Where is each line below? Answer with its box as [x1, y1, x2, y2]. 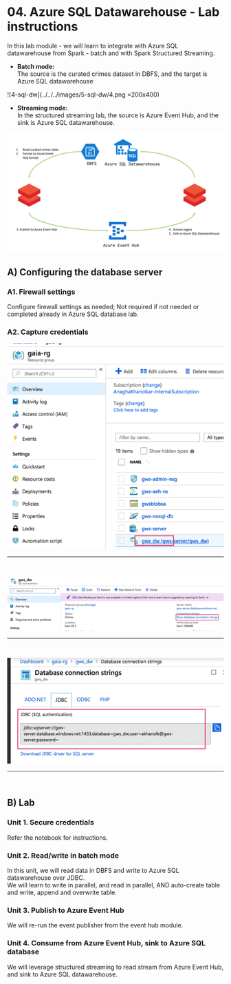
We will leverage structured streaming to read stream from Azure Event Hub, [7, 963, 224, 971]
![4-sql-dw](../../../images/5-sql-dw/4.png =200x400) [7, 90, 160, 99]
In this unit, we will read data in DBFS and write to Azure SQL [7, 866, 180, 874]
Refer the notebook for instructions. [7, 833, 108, 842]
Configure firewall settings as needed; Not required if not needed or [7, 303, 199, 311]
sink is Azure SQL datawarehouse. [16, 118, 115, 126]
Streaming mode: [16, 104, 68, 112]
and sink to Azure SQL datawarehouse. [7, 970, 118, 978]
